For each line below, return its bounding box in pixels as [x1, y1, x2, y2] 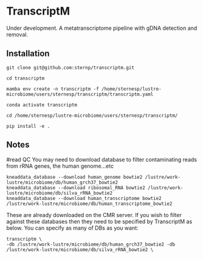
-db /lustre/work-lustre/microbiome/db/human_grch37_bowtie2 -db [6, 241, 175, 247]
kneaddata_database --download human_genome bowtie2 [6, 174, 143, 180]
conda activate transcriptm [6, 102, 78, 108]
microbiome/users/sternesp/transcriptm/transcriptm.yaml [6, 91, 154, 97]
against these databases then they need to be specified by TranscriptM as [6, 218, 193, 225]
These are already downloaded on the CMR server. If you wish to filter [6, 211, 182, 218]
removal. [6, 30, 29, 38]
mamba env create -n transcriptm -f [6, 86, 99, 92]
